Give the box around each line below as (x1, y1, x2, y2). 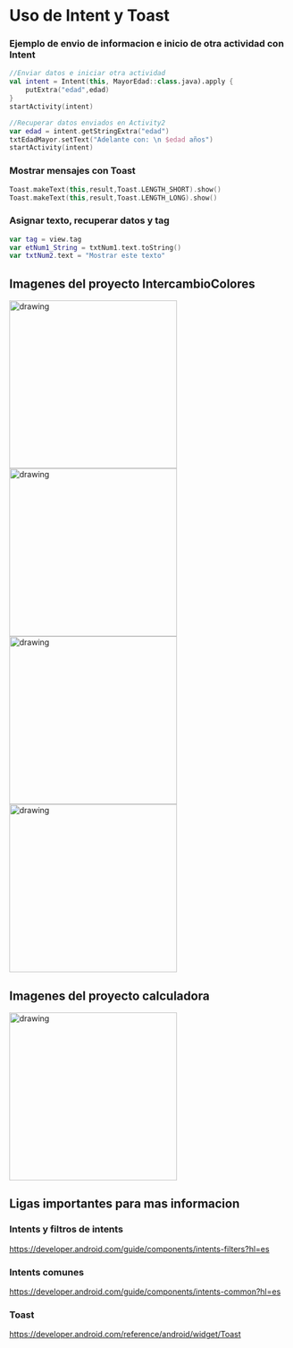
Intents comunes (9, 1266, 85, 1278)
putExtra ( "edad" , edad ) (25, 86, 110, 95)
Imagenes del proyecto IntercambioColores (9, 276, 256, 291)
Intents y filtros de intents (9, 1224, 123, 1236)
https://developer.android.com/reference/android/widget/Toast (9, 1329, 241, 1340)
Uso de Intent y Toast (9, 5, 170, 26)
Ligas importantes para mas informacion (9, 1197, 240, 1212)
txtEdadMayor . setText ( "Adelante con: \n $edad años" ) (9, 135, 214, 144)
